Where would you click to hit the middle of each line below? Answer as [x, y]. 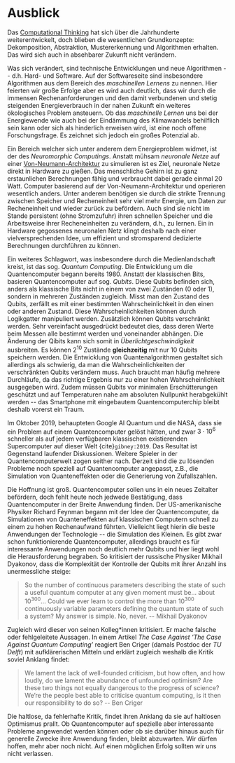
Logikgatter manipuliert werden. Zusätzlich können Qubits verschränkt [108, 318]
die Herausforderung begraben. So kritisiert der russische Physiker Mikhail [115, 557]
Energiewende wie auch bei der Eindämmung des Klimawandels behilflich [113, 120]
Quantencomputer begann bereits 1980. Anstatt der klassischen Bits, [106, 274]
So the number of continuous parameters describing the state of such [125, 585]
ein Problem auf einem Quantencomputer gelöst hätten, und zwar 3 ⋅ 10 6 [112, 431]
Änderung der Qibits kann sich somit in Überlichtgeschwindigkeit [101, 341]
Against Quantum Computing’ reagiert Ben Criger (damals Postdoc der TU [114, 644]
